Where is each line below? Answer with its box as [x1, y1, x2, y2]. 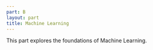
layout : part [6, 15, 39, 21]
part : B [6, 9, 26, 15]
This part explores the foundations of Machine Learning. [6, 37, 148, 45]
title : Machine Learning [6, 20, 69, 26]
